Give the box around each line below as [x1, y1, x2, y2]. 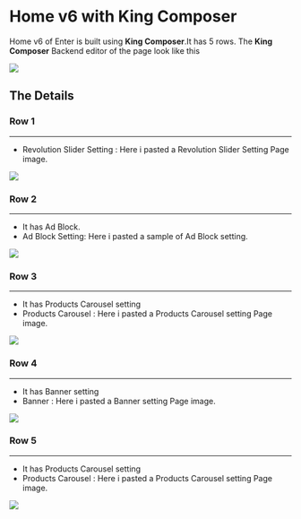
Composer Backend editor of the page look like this [9, 45, 200, 56]
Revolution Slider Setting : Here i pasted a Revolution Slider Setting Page [21, 143, 289, 154]
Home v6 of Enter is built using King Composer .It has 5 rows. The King [9, 36, 273, 47]
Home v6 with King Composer [9, 6, 237, 27]
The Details [9, 88, 74, 104]
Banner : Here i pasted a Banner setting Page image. [21, 395, 217, 406]
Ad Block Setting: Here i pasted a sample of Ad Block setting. [21, 230, 248, 241]
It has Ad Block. [21, 221, 81, 232]
